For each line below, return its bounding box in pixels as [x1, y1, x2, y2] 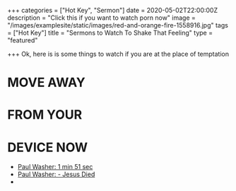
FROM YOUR [7, 107, 83, 123]
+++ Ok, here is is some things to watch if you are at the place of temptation [7, 50, 230, 58]
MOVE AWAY [7, 74, 86, 91]
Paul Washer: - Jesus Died [17, 170, 95, 179]
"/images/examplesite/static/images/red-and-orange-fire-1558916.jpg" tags [7, 21, 228, 29]
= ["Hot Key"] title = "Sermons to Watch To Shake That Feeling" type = [7, 28, 213, 37]
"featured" [7, 36, 38, 45]
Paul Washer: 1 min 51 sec [17, 163, 93, 171]
